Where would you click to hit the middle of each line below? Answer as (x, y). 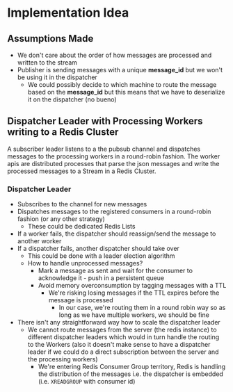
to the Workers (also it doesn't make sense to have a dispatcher (119, 345)
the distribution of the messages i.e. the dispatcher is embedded (131, 374)
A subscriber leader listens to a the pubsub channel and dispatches (104, 149)
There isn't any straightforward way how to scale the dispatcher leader (119, 322)
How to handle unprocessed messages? (85, 263)
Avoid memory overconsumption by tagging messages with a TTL (132, 286)
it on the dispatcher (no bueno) (72, 99)
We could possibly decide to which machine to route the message (122, 84)
